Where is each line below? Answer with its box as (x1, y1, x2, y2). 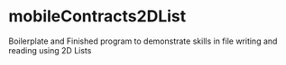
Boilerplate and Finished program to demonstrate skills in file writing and (8, 36, 278, 46)
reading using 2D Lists (8, 45, 92, 55)
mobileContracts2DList (8, 6, 187, 27)
